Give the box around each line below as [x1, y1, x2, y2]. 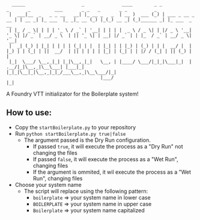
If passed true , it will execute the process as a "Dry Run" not [32, 142, 183, 150]
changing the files [32, 149, 78, 156]
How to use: [6, 108, 52, 118]
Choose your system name [14, 181, 82, 188]
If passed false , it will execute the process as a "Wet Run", [32, 155, 178, 163]
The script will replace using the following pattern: [23, 188, 148, 195]
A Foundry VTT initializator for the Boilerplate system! [6, 90, 139, 97]
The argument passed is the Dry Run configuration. [23, 136, 151, 144]
